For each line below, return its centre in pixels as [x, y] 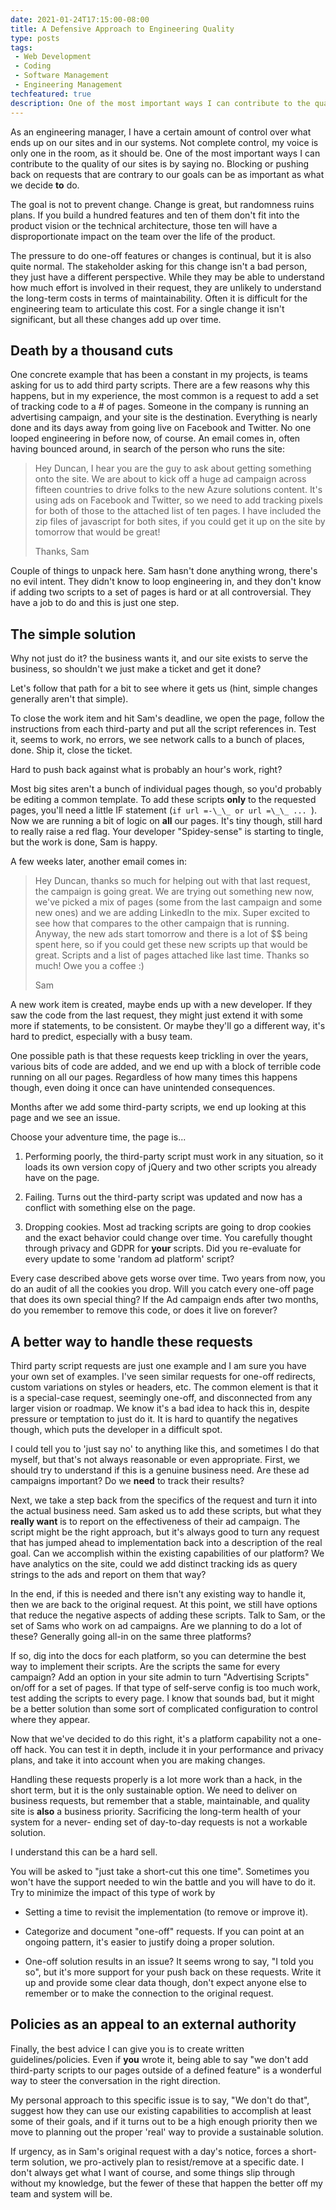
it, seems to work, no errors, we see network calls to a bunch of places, [157, 740]
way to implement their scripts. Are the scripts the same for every [145, 1666]
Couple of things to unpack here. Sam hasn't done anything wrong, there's [164, 571]
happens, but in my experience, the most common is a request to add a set [164, 396]
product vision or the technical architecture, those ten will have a [144, 225]
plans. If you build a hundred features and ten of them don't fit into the [155, 215]
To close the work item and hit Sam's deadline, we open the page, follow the [167, 718]
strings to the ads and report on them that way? [108, 1574]
